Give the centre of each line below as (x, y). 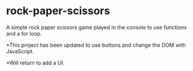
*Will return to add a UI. (35, 63)
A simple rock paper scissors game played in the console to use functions (96, 27)
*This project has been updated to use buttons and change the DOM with (96, 45)
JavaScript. (20, 51)
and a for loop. (24, 33)
